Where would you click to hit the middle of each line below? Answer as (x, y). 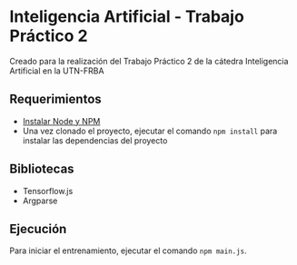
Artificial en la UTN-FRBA (57, 71)
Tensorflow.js (48, 191)
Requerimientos (55, 99)
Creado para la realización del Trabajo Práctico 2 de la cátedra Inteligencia (149, 61)
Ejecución (38, 229)
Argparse (40, 201)
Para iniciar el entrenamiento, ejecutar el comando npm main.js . (128, 250)
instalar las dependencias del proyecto (95, 140)
